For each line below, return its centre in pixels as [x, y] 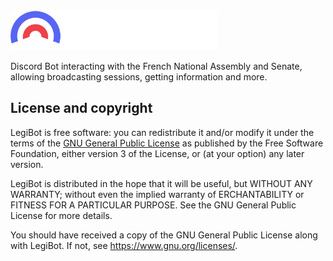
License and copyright [81, 108]
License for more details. [61, 215]
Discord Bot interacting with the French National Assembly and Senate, [156, 66]
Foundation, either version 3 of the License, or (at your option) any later [157, 153]
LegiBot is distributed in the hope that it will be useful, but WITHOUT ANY [161, 183]
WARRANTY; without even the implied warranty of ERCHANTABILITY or [157, 194]
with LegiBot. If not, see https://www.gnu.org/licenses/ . [124, 245]
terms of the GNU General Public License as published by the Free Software [167, 143]
